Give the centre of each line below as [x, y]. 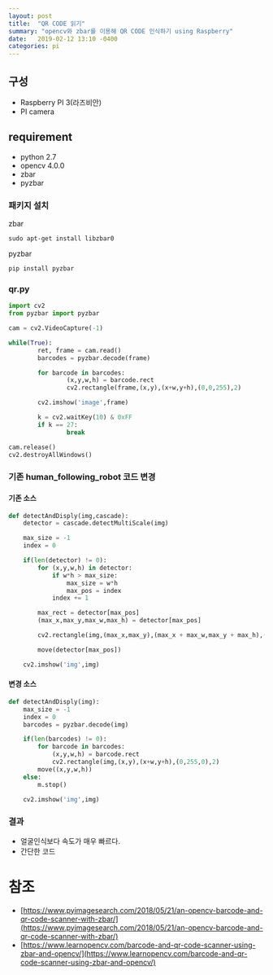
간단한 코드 [38, 851]
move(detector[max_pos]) [80, 650]
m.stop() [52, 784]
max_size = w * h [92, 583]
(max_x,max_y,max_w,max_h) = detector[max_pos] [119, 621]
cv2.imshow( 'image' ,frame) [83, 403]
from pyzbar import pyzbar [54, 314]
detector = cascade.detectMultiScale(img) [96, 523]
